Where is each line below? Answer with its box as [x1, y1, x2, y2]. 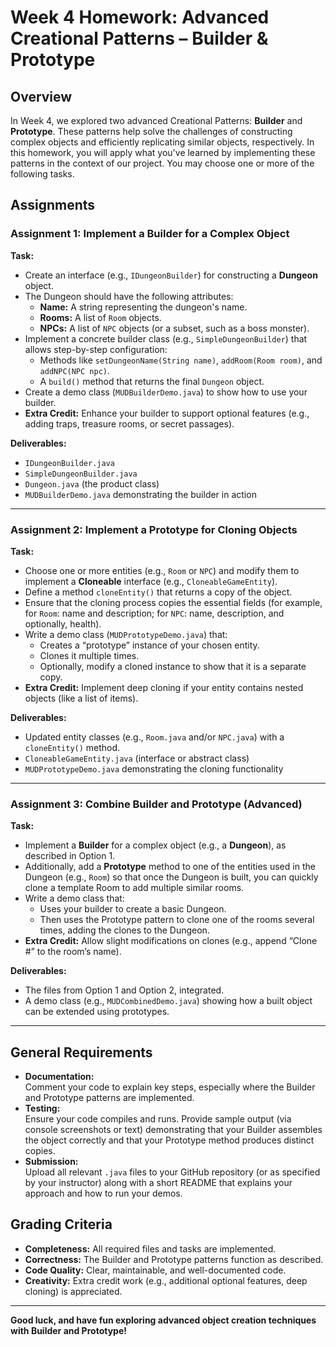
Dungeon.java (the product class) [24, 477, 160, 490]
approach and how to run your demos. [24, 1187, 183, 1200]
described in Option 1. [24, 850, 116, 862]
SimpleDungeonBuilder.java [24, 469, 138, 479]
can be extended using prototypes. [24, 1006, 170, 1018]
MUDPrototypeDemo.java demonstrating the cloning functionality [24, 762, 284, 775]
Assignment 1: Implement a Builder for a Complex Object [10, 227, 290, 241]
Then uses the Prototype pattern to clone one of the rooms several [39, 914, 315, 926]
